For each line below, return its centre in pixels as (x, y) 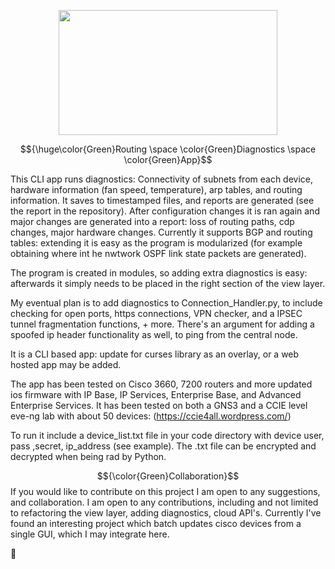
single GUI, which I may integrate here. (90, 534)
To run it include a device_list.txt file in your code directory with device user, (167, 435)
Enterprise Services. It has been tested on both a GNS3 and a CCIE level (159, 405)
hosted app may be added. (66, 364)
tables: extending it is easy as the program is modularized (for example (156, 243)
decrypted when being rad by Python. (88, 456)
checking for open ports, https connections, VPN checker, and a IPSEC (156, 313)
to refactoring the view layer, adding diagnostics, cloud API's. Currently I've (166, 513)
